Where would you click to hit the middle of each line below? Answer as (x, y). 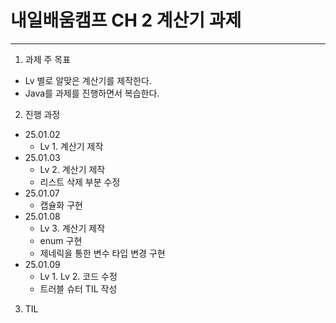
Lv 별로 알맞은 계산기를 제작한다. (88, 80)
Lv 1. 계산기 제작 (71, 146)
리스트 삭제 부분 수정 (80, 182)
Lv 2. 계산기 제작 (72, 169)
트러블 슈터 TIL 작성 (78, 288)
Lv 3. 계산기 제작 (72, 228)
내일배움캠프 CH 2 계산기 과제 (126, 20)
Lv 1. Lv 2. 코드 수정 (78, 276)
